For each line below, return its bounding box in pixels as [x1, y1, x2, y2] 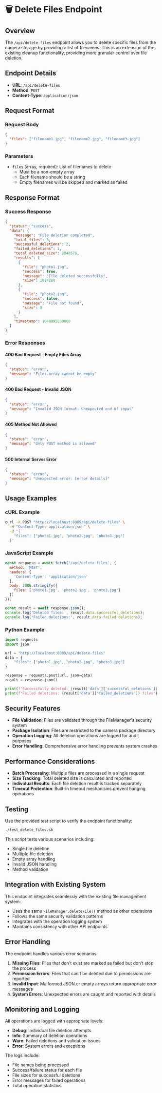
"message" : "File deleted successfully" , [22, 273, 108, 278]
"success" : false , [22, 296, 60, 301]
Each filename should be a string [19, 174, 86, 180]
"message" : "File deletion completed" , [14, 232, 95, 238]
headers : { [9, 570, 32, 575]
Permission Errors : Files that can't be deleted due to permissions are [12, 970, 151, 976]
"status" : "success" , [9, 224, 54, 229]
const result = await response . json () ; [5, 605, 86, 611]
